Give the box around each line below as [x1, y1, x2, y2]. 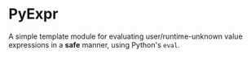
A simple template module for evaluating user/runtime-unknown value [8, 31, 243, 41]
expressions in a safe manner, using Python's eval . [8, 39, 181, 49]
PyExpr [8, 5, 59, 23]
